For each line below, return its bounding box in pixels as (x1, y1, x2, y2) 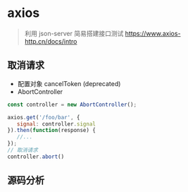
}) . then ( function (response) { (7, 127, 96, 134)
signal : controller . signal (16, 120, 96, 128)
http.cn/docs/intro (24, 37, 77, 45)
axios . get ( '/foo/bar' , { (7, 114, 80, 121)
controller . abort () (7, 153, 65, 160)
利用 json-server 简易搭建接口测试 (24, 29, 124, 37)
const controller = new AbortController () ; (7, 101, 137, 108)
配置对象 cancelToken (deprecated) (17, 79, 121, 88)
